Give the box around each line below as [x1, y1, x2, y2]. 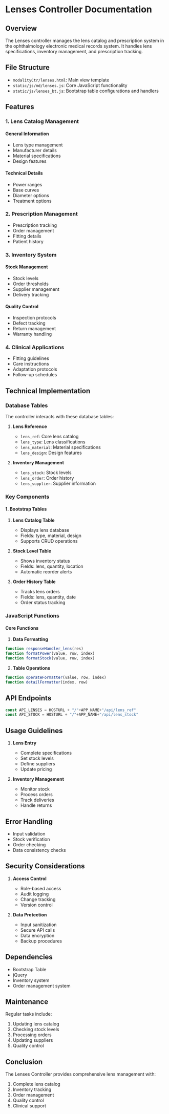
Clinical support [12, 1103, 47, 1109]
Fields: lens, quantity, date [20, 594, 76, 600]
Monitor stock [20, 786, 50, 792]
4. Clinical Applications [5, 344, 65, 351]
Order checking [12, 841, 46, 848]
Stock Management [5, 264, 48, 270]
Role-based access [20, 885, 61, 891]
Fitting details [12, 233, 42, 239]
